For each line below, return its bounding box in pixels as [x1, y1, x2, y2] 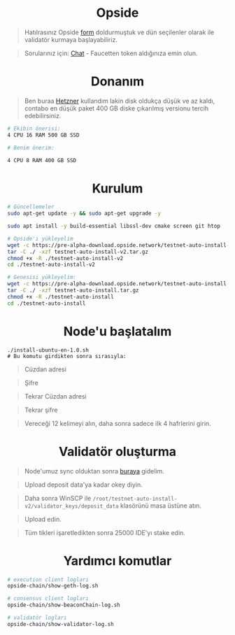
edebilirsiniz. [24, 111, 62, 120]
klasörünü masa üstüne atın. [120, 501, 201, 510]
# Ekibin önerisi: [7, 124, 61, 132]
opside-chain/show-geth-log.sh [7, 583, 99, 590]
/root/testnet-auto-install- [92, 495, 178, 502]
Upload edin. [24, 515, 62, 523]
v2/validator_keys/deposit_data [24, 502, 119, 510]
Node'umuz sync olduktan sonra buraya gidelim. [24, 466, 164, 475]
